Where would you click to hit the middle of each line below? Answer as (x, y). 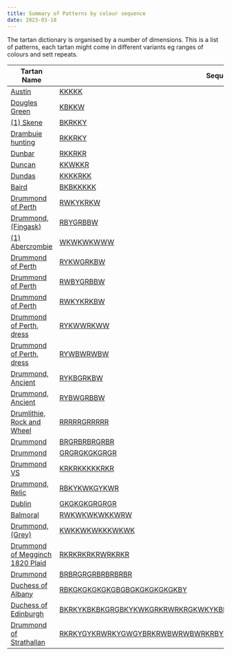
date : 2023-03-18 (32, 20)
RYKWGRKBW (82, 262)
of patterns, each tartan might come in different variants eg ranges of (106, 47)
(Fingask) (26, 226)
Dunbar (23, 154)
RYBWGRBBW (82, 398)
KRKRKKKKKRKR (87, 468)
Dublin (21, 503)
